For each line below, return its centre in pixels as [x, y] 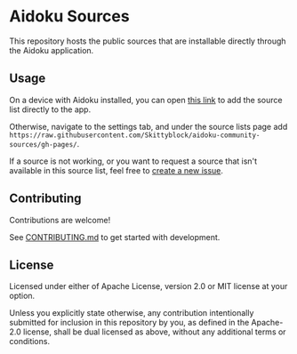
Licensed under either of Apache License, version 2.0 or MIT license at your [148, 286]
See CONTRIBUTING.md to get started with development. [115, 237]
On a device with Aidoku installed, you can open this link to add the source [146, 100]
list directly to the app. [50, 109]
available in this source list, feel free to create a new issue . [116, 170]
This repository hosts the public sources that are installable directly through [148, 41]
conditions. [30, 342]
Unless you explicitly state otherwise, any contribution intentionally [132, 313]
